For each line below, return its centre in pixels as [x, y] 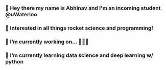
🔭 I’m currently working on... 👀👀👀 [47, 42]
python [15, 61]
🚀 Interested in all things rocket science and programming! [79, 28]
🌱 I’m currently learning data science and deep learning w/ [79, 55]
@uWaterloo [21, 14]
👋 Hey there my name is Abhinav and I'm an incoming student [83, 8]
